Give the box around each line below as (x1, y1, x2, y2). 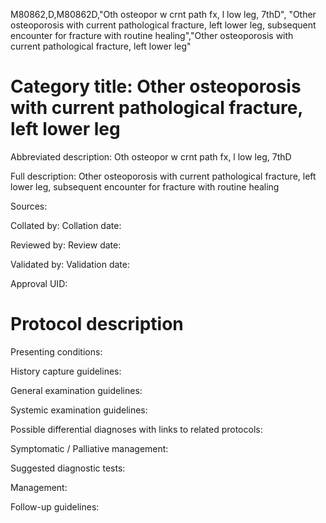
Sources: (10, 200, 48, 212)
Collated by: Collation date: (10, 219, 122, 231)
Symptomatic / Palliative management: (10, 442, 169, 454)
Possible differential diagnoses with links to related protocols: (10, 423, 263, 435)
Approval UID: (10, 277, 68, 289)
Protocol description (10, 313, 184, 336)
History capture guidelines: (10, 365, 122, 377)
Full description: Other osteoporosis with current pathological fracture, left (10, 170, 317, 182)
